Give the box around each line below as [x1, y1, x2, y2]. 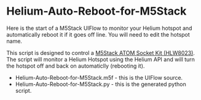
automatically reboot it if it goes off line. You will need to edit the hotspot [6, 30, 191, 38]
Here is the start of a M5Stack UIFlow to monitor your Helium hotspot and [6, 24, 192, 32]
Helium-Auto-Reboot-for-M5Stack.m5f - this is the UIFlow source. [15, 74, 183, 81]
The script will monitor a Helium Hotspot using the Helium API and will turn [6, 55, 195, 63]
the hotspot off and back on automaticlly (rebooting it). [6, 62, 145, 70]
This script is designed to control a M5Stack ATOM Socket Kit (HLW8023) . [6, 49, 195, 56]
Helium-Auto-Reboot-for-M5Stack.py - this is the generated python [15, 80, 186, 88]
